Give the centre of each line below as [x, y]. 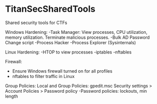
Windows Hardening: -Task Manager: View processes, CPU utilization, [76, 32]
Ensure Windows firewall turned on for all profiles [62, 71]
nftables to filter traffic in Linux [43, 76]
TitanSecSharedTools [50, 9]
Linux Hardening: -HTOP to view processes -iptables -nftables [68, 52]
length [12, 96]
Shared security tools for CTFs [36, 23]
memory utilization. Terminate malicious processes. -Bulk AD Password [78, 37]
